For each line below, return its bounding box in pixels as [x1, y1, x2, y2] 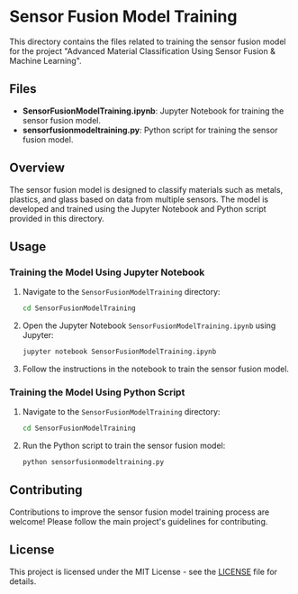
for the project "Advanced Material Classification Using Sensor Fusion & [9, 45, 276, 56]
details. [9, 575, 37, 587]
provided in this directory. [9, 213, 105, 224]
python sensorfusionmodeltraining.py [22, 458, 165, 467]
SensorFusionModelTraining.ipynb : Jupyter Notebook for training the [22, 105, 284, 116]
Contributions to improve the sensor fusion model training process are [9, 507, 270, 517]
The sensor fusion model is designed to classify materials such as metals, [9, 184, 284, 195]
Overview [9, 160, 66, 176]
